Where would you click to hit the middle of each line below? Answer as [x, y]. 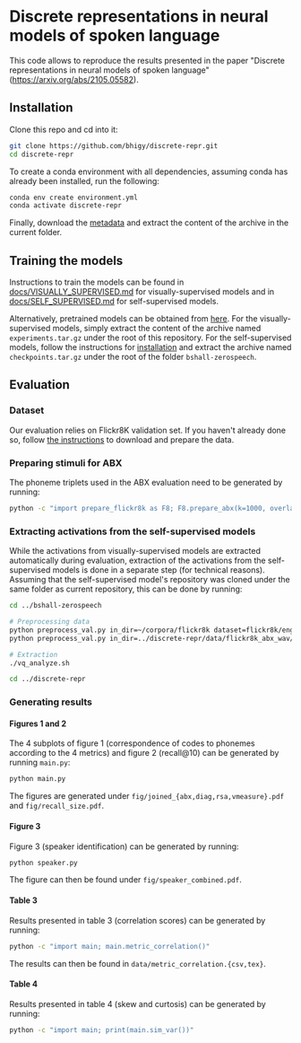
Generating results [51, 702]
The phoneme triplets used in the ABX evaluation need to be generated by [146, 483]
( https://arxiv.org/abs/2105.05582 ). [74, 79]
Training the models [66, 261]
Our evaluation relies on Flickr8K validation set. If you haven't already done [148, 430]
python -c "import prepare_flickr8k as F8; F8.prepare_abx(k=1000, [138, 509]
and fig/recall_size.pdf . [57, 806]
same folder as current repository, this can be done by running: [126, 589]
